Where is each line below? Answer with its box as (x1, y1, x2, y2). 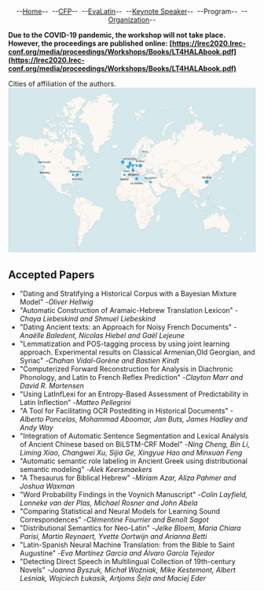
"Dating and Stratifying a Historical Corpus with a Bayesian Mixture (19, 289, 237, 298)
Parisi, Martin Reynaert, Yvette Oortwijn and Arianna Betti (19, 532, 207, 541)
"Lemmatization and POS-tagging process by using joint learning (19, 339, 230, 348)
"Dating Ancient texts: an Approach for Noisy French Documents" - (19, 322, 237, 332)
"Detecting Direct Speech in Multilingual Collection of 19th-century (19, 557, 236, 566)
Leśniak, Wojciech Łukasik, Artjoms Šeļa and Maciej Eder (19, 574, 207, 582)
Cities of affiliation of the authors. (8, 79, 116, 88)
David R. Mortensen (19, 381, 85, 390)
